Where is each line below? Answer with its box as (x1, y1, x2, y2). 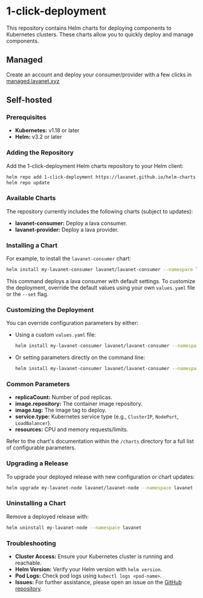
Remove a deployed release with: (6, 512, 89, 520)
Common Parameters (6, 380, 70, 388)
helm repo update (6, 180, 50, 186)
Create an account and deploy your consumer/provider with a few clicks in (6, 71, 192, 78)
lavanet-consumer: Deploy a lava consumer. (14, 220, 127, 227)
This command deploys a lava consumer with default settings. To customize (6, 277, 196, 284)
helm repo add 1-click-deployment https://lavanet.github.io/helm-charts (6, 174, 196, 180)
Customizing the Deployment (6, 305, 94, 314)
